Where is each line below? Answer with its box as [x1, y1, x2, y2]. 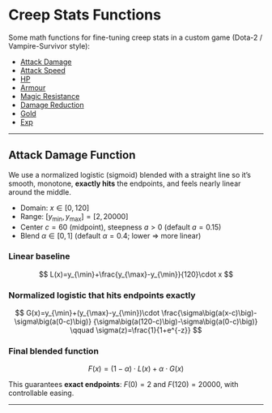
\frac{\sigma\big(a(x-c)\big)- [161, 308, 257, 318]
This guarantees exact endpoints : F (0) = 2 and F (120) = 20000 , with [8, 380, 239, 389]
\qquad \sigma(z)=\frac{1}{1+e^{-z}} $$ [70, 325, 202, 335]
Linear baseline [8, 251, 70, 262]
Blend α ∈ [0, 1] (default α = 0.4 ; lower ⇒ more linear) [19, 230, 202, 240]
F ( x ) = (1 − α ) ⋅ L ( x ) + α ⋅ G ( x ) [87, 364, 185, 374]
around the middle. [8, 187, 71, 196]
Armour [19, 83, 46, 92]
